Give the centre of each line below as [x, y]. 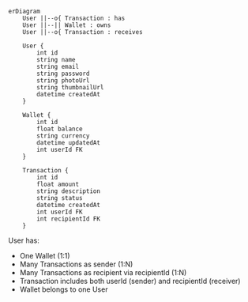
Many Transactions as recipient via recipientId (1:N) [103, 272]
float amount [58, 184]
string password [63, 74]
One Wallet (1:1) [45, 256]
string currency [63, 136]
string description [69, 191]
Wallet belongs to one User [64, 289]
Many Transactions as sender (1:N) [76, 264]
